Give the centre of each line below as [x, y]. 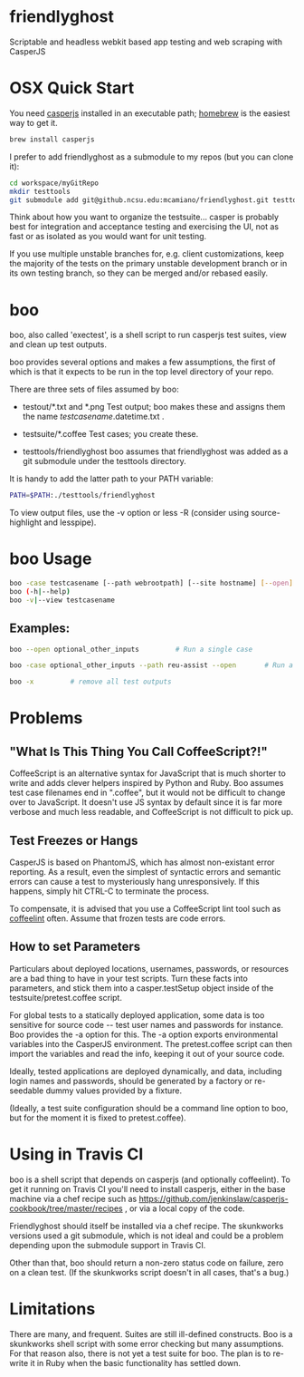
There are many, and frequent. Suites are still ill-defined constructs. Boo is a [151, 1333]
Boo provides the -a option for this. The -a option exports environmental [144, 1034]
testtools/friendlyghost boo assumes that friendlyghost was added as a [155, 451]
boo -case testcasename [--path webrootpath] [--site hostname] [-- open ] [152, 583]
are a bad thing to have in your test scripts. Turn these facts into [129, 978]
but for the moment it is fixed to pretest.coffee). [98, 1118]
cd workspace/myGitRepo [54, 183]
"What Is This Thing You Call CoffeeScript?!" [139, 751]
